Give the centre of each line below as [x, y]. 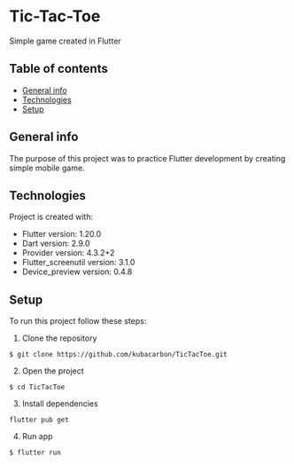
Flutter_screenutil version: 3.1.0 [78, 263]
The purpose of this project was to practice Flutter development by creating [147, 158]
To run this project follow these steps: [78, 321]
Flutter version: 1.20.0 [62, 234]
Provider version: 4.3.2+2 [68, 253]
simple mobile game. [47, 168]
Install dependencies [60, 404]
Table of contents [58, 69]
